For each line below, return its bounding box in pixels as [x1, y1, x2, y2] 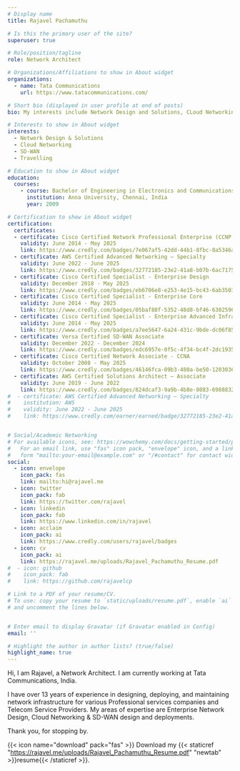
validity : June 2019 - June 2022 [20, 379, 120, 386]
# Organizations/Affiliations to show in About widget [7, 69, 174, 76]
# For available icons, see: [7, 438, 94, 445]
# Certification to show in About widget [7, 213, 133, 221]
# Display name [7, 10, 53, 18]
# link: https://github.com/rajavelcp [7, 578, 133, 585]
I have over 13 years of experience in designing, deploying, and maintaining [7, 690, 230, 699]
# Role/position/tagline [7, 49, 81, 57]
